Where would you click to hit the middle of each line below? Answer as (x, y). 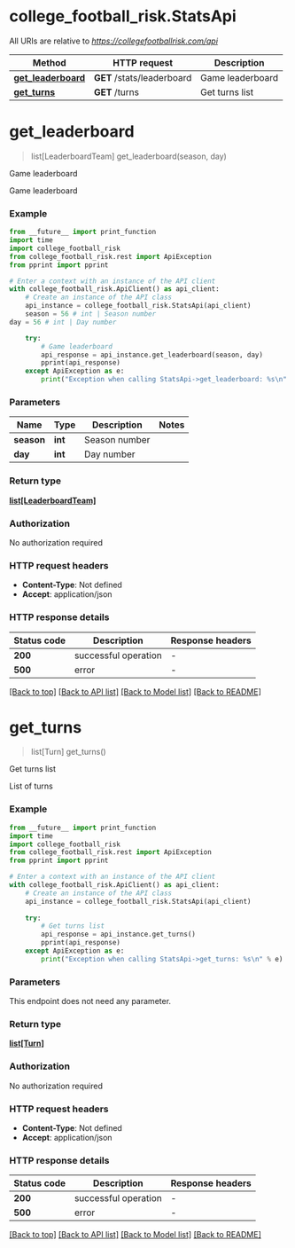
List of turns (31, 786)
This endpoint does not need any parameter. (90, 1001)
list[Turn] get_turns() (68, 752)
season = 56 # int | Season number (91, 314)
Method (49, 62)
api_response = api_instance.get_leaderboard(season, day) (152, 355)
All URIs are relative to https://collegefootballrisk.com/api (114, 41)
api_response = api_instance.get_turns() (119, 934)
